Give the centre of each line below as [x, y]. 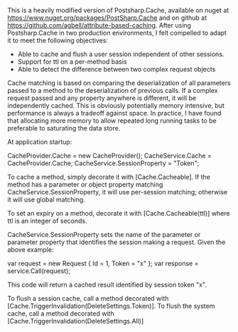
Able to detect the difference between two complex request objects [117, 69]
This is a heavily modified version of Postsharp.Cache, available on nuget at [118, 10]
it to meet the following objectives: [58, 40]
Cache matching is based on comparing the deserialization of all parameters [119, 83]
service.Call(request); [39, 271]
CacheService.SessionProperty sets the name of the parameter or [104, 234]
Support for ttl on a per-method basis [72, 62]
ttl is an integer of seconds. [47, 221]
